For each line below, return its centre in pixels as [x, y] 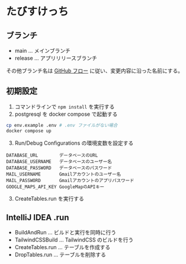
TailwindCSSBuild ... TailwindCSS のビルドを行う [74, 240]
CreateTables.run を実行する [49, 198]
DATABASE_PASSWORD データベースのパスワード [59, 168]
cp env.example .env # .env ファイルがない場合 [62, 125]
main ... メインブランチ [43, 51]
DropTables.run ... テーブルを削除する [60, 255]
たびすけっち [38, 12]
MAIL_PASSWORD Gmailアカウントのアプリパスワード [70, 180]
